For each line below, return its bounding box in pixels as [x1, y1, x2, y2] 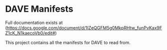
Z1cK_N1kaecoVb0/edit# [5, 30, 56, 36]
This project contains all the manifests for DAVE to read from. [5, 39, 131, 45]
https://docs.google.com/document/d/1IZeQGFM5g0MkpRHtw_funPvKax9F [6, 25, 163, 30]
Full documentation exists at [5, 20, 63, 25]
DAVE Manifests [5, 3, 74, 15]
